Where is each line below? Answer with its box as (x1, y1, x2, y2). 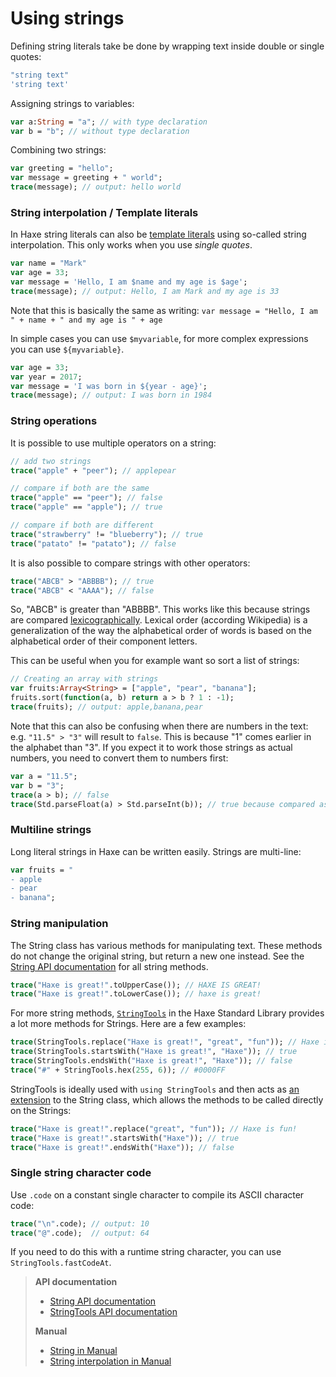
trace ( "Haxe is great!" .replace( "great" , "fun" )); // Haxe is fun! (10, 1123, 298, 1134)
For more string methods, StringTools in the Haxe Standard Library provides (10, 1007, 325, 1019)
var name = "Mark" (10, 258, 87, 269)
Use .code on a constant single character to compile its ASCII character (10, 1188, 305, 1201)
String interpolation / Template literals (10, 205, 199, 219)
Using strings (10, 7, 125, 30)
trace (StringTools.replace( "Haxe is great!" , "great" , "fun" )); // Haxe (10, 1037, 320, 1047)
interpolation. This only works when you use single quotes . (10, 239, 253, 251)
